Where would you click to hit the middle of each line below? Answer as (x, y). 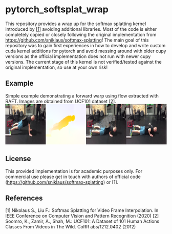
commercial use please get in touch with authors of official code (73, 177)
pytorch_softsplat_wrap (57, 9)
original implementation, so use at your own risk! (57, 67)
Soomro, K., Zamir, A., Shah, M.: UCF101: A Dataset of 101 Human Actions (82, 221)
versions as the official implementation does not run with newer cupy (78, 56)
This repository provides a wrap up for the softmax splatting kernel (76, 24)
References (24, 198)
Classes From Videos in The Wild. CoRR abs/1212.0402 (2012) (71, 227)
